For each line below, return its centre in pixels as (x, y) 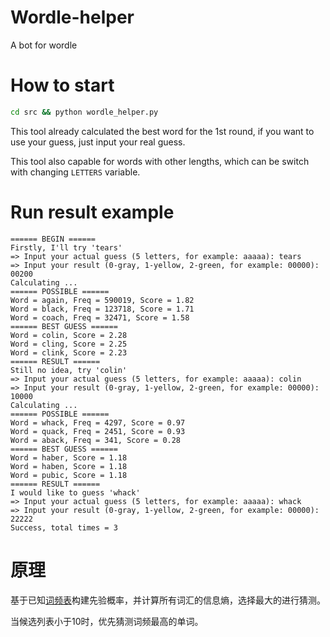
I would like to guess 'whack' (75, 492)
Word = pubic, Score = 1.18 (69, 475)
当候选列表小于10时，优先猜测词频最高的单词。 (107, 621)
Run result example (92, 212)
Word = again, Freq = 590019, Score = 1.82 (102, 300)
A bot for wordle (44, 45)
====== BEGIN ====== (53, 239)
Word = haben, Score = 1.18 (69, 466)
